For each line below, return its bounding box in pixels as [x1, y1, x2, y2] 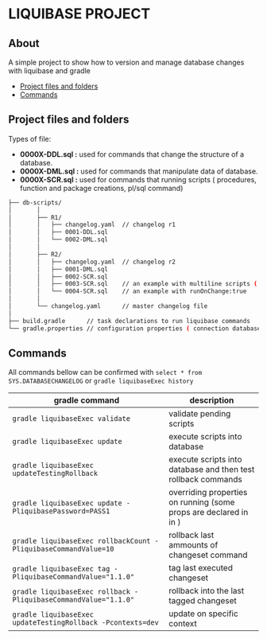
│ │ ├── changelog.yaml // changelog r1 [8, 220, 176, 229]
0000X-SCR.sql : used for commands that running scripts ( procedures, [19, 174, 257, 184]
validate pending [168, 408, 231, 419]
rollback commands [168, 474, 242, 485]
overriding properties [168, 487, 248, 498]
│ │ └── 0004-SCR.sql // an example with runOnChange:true [8, 287, 247, 295]
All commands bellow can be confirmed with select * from [8, 368, 203, 377]
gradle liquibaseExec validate [12, 415, 131, 423]
